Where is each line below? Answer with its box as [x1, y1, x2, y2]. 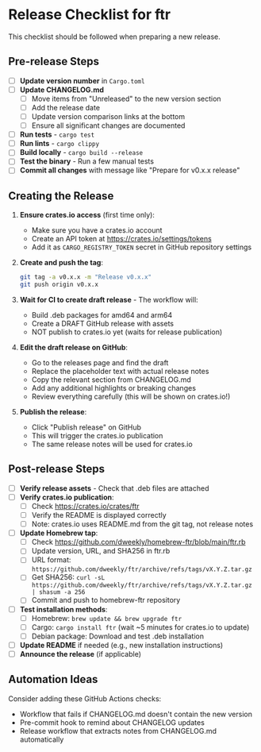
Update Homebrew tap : [19, 528, 98, 538]
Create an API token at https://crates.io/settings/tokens [31, 234, 212, 244]
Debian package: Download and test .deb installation [31, 631, 205, 641]
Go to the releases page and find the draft [31, 358, 169, 367]
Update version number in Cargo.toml [19, 75, 145, 85]
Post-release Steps [8, 462, 106, 476]
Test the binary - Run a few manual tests [19, 156, 155, 166]
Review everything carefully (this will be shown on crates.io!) [31, 391, 231, 401]
